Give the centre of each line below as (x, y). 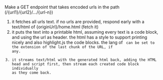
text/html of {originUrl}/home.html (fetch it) (55, 27)
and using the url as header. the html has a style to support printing (79, 37)
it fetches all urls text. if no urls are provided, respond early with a (78, 22)
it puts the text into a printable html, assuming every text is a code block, (85, 32)
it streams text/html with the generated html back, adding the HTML (84, 60)
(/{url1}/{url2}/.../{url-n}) (29, 12)
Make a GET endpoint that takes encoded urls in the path (62, 7)
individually (25, 68)
